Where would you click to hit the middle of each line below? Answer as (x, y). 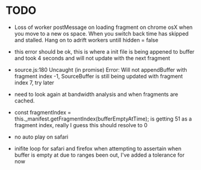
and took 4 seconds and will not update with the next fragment (92, 58)
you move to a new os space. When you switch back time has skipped (101, 33)
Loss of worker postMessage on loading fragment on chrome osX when (104, 27)
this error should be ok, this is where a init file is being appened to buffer (104, 51)
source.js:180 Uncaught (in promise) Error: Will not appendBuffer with (100, 69)
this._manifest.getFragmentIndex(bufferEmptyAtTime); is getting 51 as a (103, 119)
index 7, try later (34, 83)
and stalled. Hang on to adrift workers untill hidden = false (86, 40)
